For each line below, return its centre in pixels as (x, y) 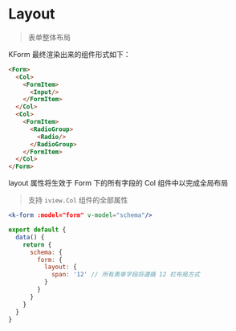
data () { (30, 237)
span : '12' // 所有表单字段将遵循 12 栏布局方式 (126, 275)
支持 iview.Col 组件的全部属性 (78, 200)
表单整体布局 (49, 37)
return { (37, 245)
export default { (37, 230)
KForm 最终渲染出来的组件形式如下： (69, 54)
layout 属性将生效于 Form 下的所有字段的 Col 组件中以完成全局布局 (118, 183)
